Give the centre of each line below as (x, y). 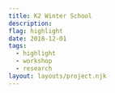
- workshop (34, 61)
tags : (17, 46)
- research (34, 69)
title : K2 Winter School (50, 16)
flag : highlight (36, 31)
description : (30, 23)
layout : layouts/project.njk (57, 76)
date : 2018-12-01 (38, 38)
